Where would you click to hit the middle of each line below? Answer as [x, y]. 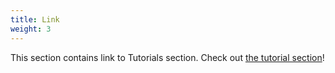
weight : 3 [31, 29]
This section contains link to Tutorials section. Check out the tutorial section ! [167, 57]
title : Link [35, 19]
